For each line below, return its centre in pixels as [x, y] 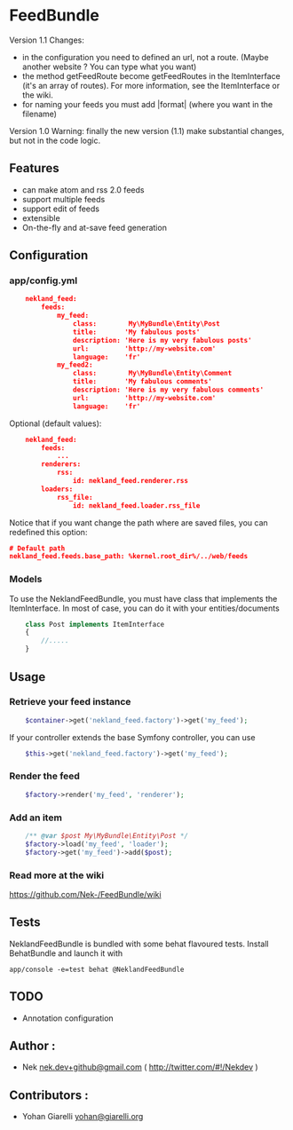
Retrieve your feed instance [70, 702]
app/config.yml [44, 281]
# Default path [37, 548]
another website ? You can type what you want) [109, 67]
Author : [32, 1045]
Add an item [36, 818]
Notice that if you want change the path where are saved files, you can [139, 522]
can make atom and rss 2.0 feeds [83, 190]
